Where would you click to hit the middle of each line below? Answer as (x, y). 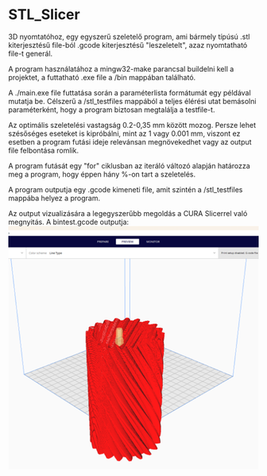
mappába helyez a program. (54, 198)
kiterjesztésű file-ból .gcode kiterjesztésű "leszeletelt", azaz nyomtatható (128, 45)
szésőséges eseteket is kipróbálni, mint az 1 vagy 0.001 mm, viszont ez (124, 134)
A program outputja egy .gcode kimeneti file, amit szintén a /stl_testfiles (126, 189)
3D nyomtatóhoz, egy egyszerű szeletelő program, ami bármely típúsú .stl (129, 37)
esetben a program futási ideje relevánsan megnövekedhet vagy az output (130, 141)
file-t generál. (31, 53)
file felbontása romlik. (44, 150)
